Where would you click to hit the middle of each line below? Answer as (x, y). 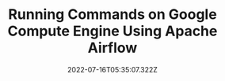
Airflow (113, 48)
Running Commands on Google (113, 15)
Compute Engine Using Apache (113, 31)
